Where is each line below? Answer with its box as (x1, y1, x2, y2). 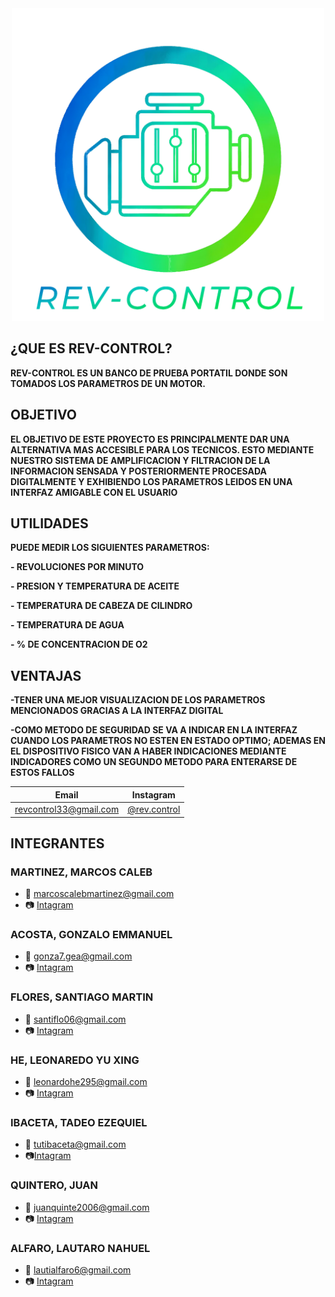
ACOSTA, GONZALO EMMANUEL (10, 928, 173, 942)
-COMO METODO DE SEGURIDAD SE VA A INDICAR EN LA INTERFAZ (10, 724, 298, 736)
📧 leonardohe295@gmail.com (24, 1076, 148, 1088)
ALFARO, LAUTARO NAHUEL (10, 1241, 151, 1255)
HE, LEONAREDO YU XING (10, 1053, 140, 1067)
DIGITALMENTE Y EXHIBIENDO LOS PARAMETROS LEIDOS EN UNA (10, 475, 293, 487)
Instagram (131, 788, 176, 801)
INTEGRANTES (10, 835, 105, 852)
